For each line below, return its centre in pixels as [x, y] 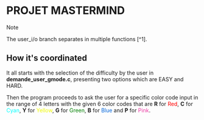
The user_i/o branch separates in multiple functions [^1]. [77, 39]
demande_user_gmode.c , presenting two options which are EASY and [95, 79]
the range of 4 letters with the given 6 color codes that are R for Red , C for [100, 104]
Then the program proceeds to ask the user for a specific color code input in [102, 97]
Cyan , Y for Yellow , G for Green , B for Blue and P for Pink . [79, 110]
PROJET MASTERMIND [66, 11]
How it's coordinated [47, 58]
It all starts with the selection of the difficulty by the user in [80, 73]
